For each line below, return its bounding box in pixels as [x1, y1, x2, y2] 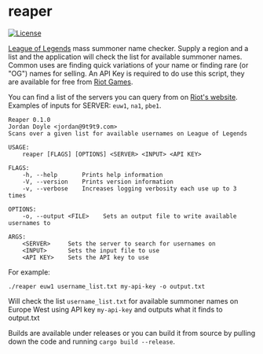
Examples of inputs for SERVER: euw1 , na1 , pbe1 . [8, 101, 162, 110]
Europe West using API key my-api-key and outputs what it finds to [8, 304, 223, 314]
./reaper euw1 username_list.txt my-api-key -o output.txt [8, 282, 206, 290]
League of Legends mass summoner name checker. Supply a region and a [8, 43, 249, 53]
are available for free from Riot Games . [8, 77, 133, 87]
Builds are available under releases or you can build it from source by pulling [8, 328, 256, 337]
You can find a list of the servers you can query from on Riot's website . [8, 92, 238, 101]
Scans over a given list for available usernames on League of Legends [8, 129, 247, 138]
